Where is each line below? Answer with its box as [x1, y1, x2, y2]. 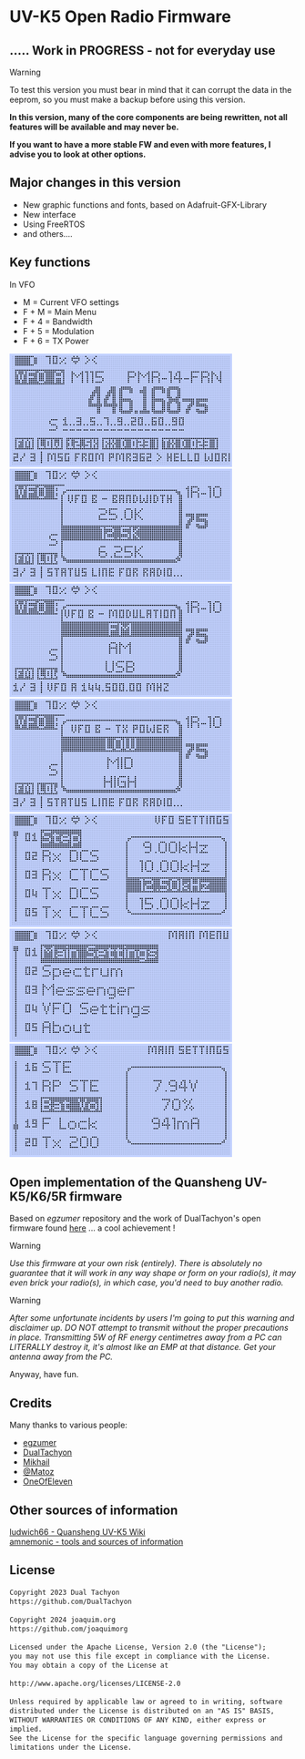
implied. [9, 1724, 43, 1733]
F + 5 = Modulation [22, 325, 95, 336]
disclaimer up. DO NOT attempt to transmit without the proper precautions [9, 1323, 289, 1334]
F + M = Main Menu [22, 306, 97, 317]
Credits [9, 1396, 53, 1411]
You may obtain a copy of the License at [9, 1661, 169, 1670]
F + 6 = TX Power [22, 335, 89, 346]
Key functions [9, 255, 91, 271]
